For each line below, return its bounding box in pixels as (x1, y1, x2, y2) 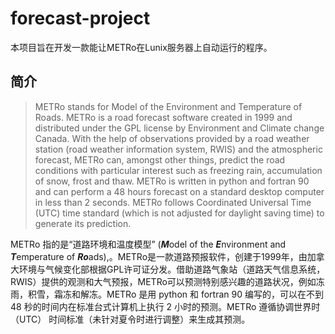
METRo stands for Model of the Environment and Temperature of (34, 100, 303, 112)
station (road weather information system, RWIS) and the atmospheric (34, 143, 323, 155)
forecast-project (10, 7, 151, 30)
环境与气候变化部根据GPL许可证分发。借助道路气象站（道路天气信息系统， (18, 263, 326, 275)
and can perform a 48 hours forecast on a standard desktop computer (34, 185, 325, 197)
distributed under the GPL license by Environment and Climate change (34, 122, 325, 134)
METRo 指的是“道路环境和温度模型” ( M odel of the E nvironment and (10, 238, 287, 250)
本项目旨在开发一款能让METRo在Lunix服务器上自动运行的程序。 (10, 41, 273, 53)
